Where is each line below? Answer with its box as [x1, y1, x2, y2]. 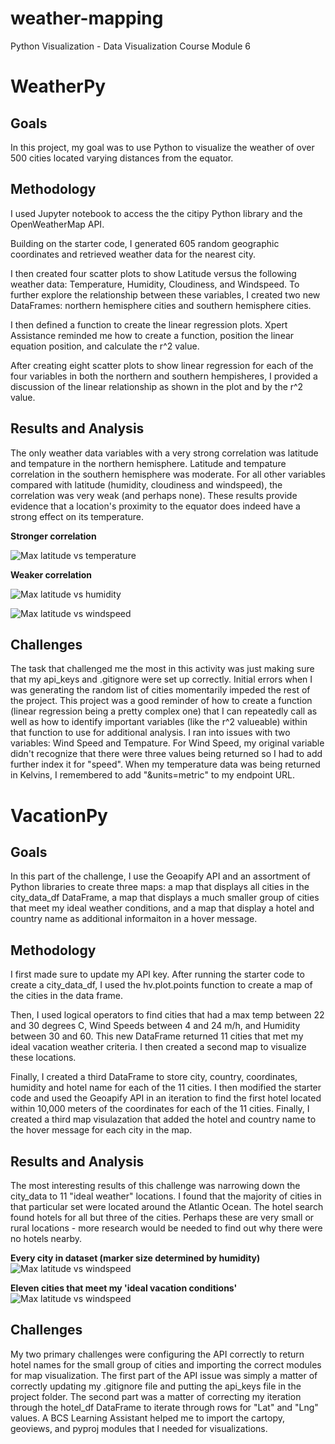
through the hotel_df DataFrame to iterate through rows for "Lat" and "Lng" [10, 1401, 319, 1413]
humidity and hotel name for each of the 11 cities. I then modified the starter [10, 1082, 322, 1094]
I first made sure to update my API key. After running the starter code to [10, 968, 305, 981]
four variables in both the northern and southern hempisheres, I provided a [10, 370, 318, 382]
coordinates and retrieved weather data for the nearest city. [10, 248, 257, 260]
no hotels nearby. [10, 1233, 83, 1244]
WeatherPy [10, 75, 107, 98]
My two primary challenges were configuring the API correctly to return [10, 1348, 305, 1360]
